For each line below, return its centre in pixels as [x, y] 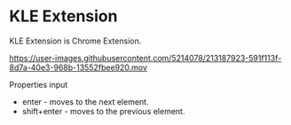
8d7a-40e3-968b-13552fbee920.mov [79, 67]
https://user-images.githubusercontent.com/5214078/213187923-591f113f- [145, 58]
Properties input [39, 84]
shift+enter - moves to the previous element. [103, 111]
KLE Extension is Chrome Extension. [75, 41]
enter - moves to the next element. [85, 102]
